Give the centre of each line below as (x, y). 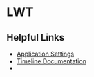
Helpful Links (36, 37)
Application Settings (45, 54)
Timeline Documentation (51, 61)
